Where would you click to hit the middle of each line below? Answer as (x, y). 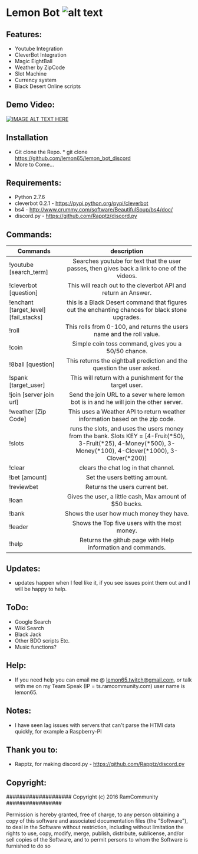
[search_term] (29, 272)
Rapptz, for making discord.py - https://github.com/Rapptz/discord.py (100, 764)
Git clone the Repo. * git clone (51, 152)
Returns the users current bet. (127, 487)
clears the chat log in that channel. (127, 468)
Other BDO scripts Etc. (42, 640)
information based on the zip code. (127, 419)
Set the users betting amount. (127, 477)
